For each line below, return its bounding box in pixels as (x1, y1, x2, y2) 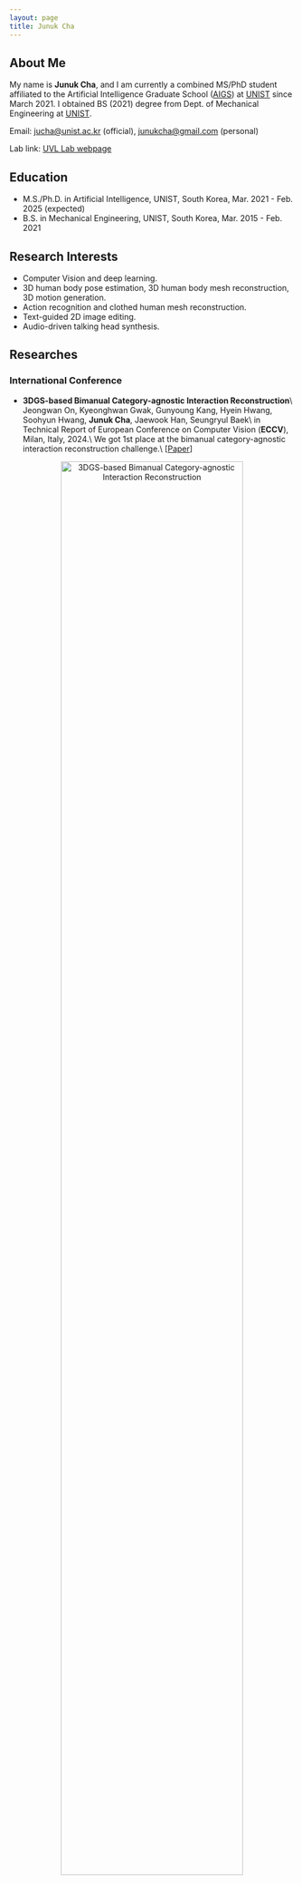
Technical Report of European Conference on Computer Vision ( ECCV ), (22, 423, 289, 435)
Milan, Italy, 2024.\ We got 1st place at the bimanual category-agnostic (22, 433, 287, 444)
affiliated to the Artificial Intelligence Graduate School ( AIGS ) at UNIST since (9, 89, 293, 100)
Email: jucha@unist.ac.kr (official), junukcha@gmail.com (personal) (9, 126, 260, 137)
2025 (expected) (22, 203, 86, 214)
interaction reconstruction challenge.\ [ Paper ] (22, 443, 193, 454)
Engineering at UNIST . (9, 108, 92, 119)
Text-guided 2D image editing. (22, 311, 137, 322)
